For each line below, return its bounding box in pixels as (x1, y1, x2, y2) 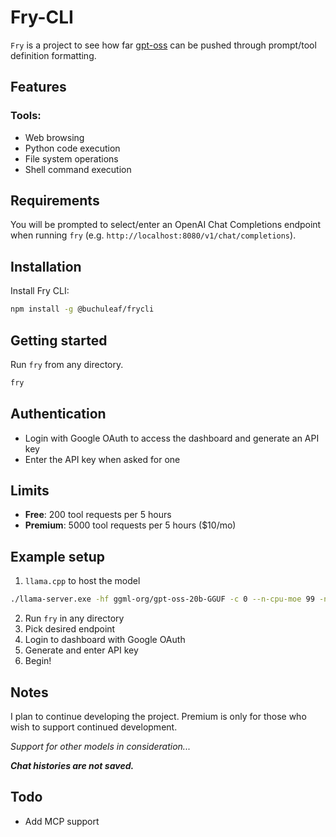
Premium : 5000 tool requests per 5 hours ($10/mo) (24, 519, 237, 531)
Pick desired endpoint (24, 623, 116, 635)
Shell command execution (24, 163, 132, 175)
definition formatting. (10, 49, 97, 61)
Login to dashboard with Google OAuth (24, 634, 186, 646)
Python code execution (24, 142, 121, 154)
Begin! (24, 655, 52, 667)
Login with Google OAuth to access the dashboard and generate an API (24, 432, 320, 444)
